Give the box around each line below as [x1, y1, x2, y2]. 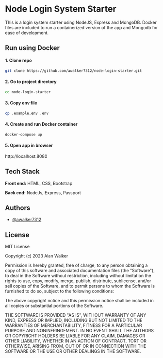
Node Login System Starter [5, 3, 116, 15]
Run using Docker [5, 44, 60, 52]
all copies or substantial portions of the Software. [5, 303, 103, 309]
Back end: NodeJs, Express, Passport [5, 189, 81, 195]
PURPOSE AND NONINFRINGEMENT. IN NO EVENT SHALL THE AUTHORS [5, 328, 154, 334]
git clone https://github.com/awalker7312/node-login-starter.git [5, 68, 142, 73]
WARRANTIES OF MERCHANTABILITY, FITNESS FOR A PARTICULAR [5, 323, 142, 328]
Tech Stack [5, 168, 40, 176]
